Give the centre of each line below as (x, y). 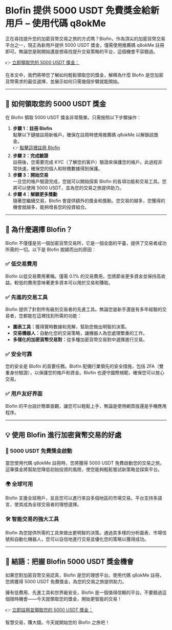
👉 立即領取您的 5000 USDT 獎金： (42, 62)
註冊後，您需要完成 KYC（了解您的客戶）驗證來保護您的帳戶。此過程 (85, 162)
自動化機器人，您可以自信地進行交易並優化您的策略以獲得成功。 (81, 539)
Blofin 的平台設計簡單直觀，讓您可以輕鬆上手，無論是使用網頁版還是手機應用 (86, 406)
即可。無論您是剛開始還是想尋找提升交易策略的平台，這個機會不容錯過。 (81, 51)
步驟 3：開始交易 (30, 175)
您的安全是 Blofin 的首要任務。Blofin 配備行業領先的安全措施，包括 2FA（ (82, 366)
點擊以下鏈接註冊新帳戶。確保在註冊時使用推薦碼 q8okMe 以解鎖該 (83, 135)
